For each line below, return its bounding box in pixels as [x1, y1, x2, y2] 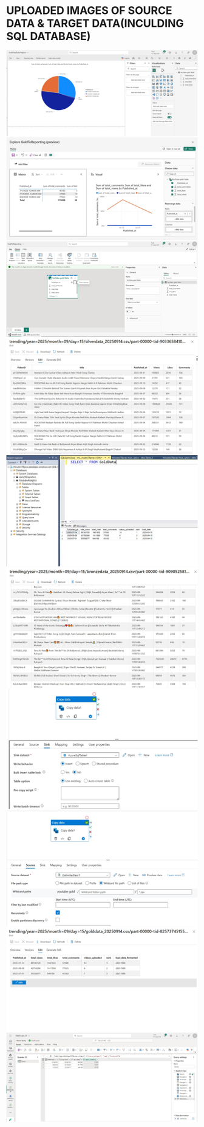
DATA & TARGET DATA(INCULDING [6, 16, 184, 30]
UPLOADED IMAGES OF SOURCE [6, 4, 172, 18]
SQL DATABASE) [6, 30, 91, 43]
